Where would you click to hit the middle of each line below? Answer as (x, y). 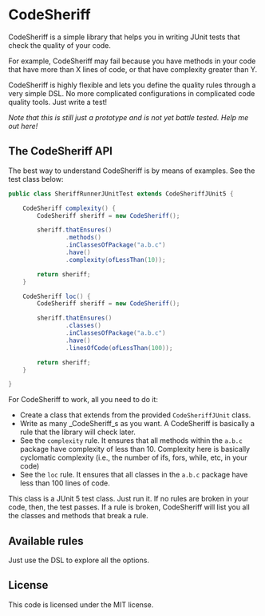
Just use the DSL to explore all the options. (79, 560)
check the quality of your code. (60, 45)
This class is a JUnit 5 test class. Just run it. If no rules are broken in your (129, 499)
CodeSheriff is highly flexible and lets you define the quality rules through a (132, 85)
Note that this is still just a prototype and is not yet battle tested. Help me (129, 117)
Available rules (46, 541)
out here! (23, 126)
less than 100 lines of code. (65, 483)
